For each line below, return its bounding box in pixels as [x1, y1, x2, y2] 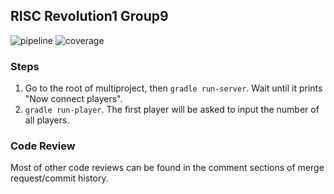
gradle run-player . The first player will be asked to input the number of [24, 104, 320, 116]
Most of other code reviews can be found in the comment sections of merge [10, 162, 325, 174]
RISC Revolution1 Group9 [10, 8, 169, 25]
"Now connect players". [24, 93, 123, 105]
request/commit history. [10, 172, 109, 184]
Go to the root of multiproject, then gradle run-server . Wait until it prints [24, 82, 323, 94]
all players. [24, 114, 70, 126]
